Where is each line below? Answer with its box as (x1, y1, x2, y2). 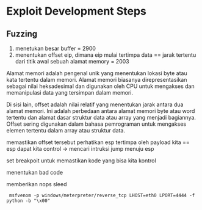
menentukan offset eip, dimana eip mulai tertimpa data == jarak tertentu (15, 51, 197, 59)
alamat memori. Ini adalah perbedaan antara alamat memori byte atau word (6, 107, 195, 114)
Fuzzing (6, 29, 38, 39)
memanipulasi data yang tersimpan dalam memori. (6, 89, 133, 96)
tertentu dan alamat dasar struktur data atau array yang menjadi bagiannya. (6, 114, 197, 121)
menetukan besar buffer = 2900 (15, 45, 96, 52)
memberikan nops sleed (6, 181, 67, 187)
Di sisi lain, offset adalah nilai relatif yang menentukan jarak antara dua (6, 101, 184, 108)
